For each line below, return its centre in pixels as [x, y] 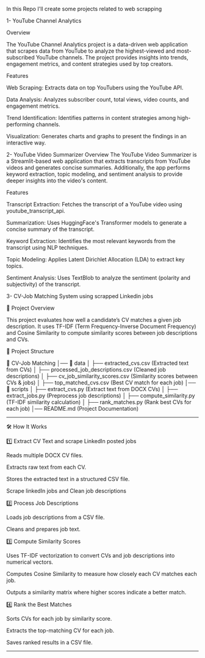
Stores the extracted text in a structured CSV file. [68, 479]
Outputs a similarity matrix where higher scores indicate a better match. [96, 592]
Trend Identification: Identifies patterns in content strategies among [91, 118]
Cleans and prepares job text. [44, 529]
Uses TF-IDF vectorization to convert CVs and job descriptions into [91, 555]
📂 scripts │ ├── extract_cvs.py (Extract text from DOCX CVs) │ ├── [92, 389]
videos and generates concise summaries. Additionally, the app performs [98, 167]
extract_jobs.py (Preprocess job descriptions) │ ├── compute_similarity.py [101, 395]
